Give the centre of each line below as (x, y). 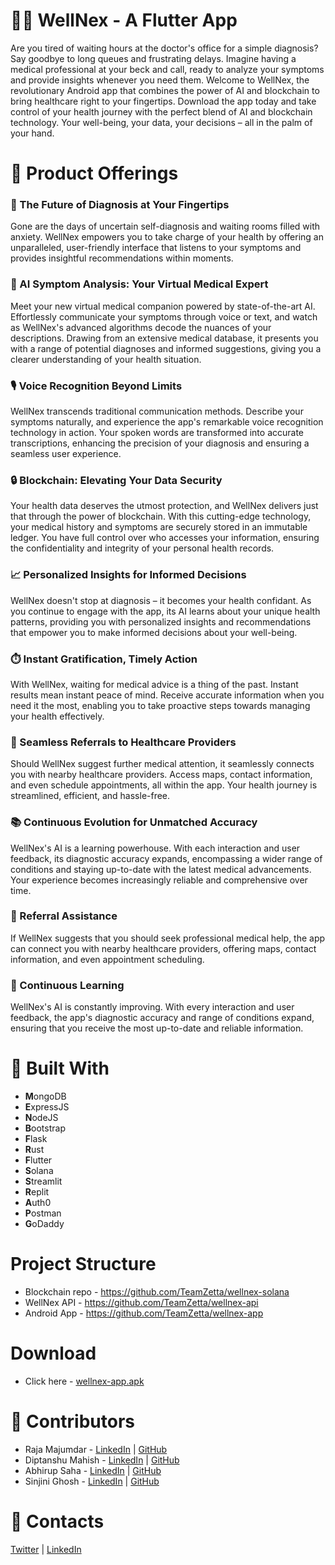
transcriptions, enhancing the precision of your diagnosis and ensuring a (160, 443)
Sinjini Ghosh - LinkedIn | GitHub (92, 1481)
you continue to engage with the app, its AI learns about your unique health (165, 611)
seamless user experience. (66, 454)
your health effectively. (57, 716)
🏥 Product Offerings (94, 173)
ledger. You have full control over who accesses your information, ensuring (165, 538)
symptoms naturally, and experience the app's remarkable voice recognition (167, 422)
